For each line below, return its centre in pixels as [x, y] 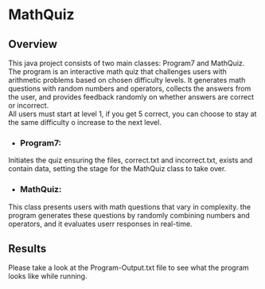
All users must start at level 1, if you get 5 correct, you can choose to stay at [132, 114]
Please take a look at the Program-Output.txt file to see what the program [129, 268]
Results [27, 248]
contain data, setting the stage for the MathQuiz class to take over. [117, 169]
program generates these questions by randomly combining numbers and [129, 215]
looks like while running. [48, 276]
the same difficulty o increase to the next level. [85, 122]
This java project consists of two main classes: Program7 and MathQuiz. [127, 63]
